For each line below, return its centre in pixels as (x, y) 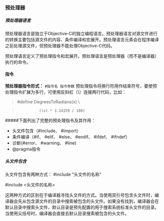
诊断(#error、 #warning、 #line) (44, 143)
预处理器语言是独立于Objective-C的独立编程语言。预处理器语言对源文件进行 (81, 33)
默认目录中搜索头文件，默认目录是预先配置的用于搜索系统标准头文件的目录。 (82, 207)
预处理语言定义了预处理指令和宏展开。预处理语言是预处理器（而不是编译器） (82, 56)
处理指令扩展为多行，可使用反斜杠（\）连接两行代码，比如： (66, 92)
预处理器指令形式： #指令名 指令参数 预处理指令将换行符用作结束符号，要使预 (81, 86)
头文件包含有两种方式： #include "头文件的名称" (53, 175)
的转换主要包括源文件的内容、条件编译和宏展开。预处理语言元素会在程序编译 (82, 40)
